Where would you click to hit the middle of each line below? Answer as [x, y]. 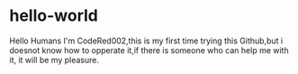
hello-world [54, 16]
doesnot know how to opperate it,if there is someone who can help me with [149, 50]
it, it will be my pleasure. [54, 60]
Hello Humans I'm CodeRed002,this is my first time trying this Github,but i [146, 41]
